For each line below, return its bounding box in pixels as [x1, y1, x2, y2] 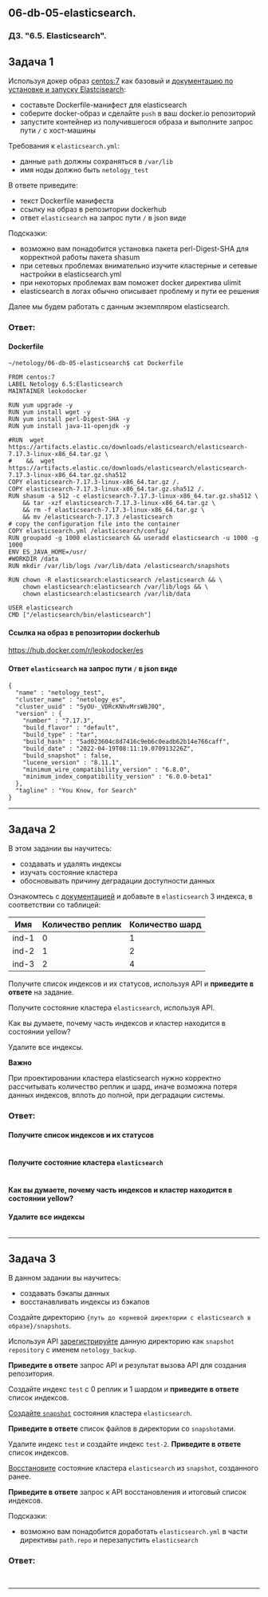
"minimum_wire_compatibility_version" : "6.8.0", [22, 765, 191, 773]
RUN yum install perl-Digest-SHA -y [8, 415, 130, 423]
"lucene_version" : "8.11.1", [22, 758, 124, 766]
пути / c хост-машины [19, 125, 97, 135]
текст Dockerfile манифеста [19, 196, 114, 206]
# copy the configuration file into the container [8, 520, 180, 528]
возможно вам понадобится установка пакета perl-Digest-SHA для [19, 244, 249, 254]
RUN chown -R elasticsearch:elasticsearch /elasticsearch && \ [8, 576, 223, 584]
